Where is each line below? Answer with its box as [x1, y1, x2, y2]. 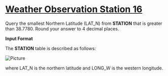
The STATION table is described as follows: [5, 45, 96, 51]
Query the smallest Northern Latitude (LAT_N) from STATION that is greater [5, 20, 162, 26]
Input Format [5, 35, 33, 42]
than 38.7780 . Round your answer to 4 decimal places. [5, 25, 119, 31]
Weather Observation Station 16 [5, 4, 143, 15]
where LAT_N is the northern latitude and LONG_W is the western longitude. [5, 65, 163, 71]
